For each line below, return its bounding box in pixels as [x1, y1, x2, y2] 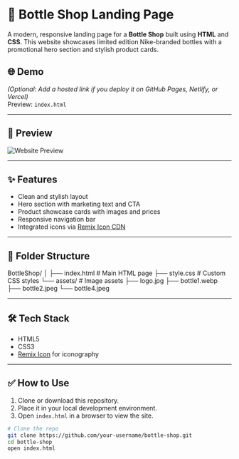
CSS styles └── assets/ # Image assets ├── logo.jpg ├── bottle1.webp [7, 277, 218, 285]
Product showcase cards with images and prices [17, 207, 161, 216]
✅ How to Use [7, 377, 70, 389]
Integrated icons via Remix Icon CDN [17, 222, 126, 231]
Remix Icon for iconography [17, 350, 100, 359]
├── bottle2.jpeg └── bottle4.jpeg [7, 284, 110, 293]
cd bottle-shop [7, 438, 53, 445]
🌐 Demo [7, 66, 44, 78]
